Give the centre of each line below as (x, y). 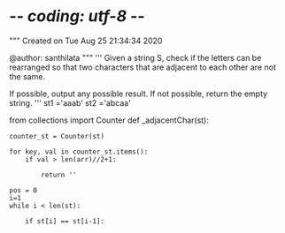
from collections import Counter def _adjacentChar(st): (109, 120)
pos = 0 (23, 190)
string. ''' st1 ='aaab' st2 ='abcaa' (70, 102)
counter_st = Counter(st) (57, 136)
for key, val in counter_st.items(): (79, 152)
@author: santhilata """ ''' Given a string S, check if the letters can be (135, 57)
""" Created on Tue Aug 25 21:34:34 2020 (86, 41)
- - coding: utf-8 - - (77, 16)
